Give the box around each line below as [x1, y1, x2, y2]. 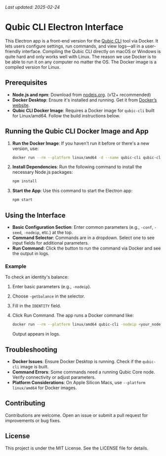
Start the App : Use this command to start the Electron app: [12, 188, 133, 194]
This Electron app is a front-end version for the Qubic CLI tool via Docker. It [5, 38, 159, 44]
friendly [5, 48, 21, 54]
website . [12, 102, 30, 108]
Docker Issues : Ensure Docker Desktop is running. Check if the [12, 358, 142, 364]
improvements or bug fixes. [5, 417, 61, 423]
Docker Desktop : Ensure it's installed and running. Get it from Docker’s [12, 97, 157, 103]
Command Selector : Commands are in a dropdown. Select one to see [12, 235, 155, 241]
